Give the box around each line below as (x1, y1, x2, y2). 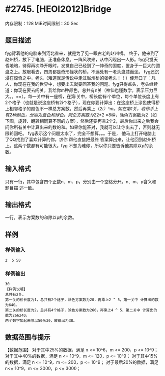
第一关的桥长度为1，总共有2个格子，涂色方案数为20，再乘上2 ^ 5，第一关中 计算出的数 (5, 297, 159, 303)
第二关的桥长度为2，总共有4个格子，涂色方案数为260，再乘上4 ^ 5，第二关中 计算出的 (5, 308, 157, 313)
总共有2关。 (5, 292, 26, 297)
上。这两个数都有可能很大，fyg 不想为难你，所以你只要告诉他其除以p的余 (5, 142, 153, 148)
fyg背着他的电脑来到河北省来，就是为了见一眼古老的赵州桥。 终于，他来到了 (5, 50, 160, 56)
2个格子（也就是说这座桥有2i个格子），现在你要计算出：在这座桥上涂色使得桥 (5, 100, 160, 105)
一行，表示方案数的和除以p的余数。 (5, 214, 77, 220)
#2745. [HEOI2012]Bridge (5, 3, 111, 15)
